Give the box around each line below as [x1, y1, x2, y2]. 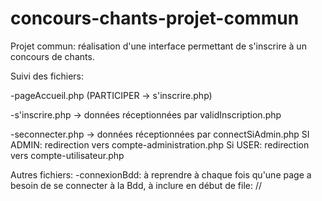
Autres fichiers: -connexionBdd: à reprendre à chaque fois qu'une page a [10, 168, 312, 181]
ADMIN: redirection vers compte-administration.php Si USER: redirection [10, 138, 310, 151]
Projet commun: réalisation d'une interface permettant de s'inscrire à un [10, 40, 307, 52]
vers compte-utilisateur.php [10, 149, 125, 161]
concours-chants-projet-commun [10, 7, 300, 30]
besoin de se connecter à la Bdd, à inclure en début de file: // [10, 179, 263, 191]
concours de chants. [10, 50, 95, 62]
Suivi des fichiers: [10, 70, 85, 82]
